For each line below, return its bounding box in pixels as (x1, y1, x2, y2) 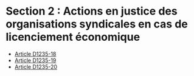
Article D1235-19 (14, 57, 57, 64)
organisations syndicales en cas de (5, 17, 188, 31)
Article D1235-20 (14, 63, 58, 71)
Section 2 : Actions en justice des (5, 4, 178, 18)
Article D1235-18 (14, 50, 57, 57)
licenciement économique (5, 30, 140, 44)
